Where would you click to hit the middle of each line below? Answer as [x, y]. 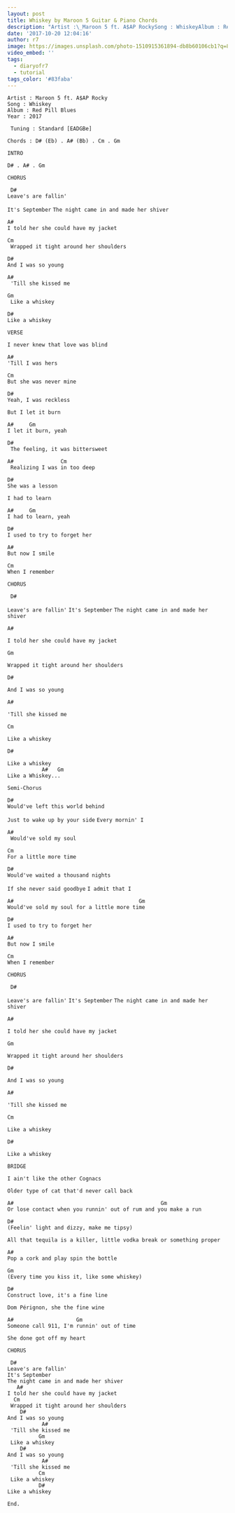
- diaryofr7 [31, 66]
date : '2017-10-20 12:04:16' [50, 33]
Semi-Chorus [24, 788]
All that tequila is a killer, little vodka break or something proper [114, 1240]
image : [17, 46]
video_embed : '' [31, 53]
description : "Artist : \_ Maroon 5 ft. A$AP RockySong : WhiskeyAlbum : [114, 27]
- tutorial [29, 72]
